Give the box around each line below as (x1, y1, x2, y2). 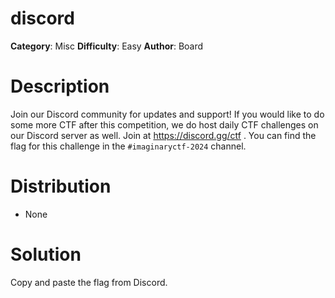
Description (10, 75, 110, 98)
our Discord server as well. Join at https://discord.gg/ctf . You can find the (10, 129, 317, 141)
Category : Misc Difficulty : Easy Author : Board (10, 40, 204, 52)
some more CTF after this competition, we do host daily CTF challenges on (10, 118, 319, 131)
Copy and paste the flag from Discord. (10, 276, 168, 288)
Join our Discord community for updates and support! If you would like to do (10, 108, 325, 120)
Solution (10, 243, 82, 266)
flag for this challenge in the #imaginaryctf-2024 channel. (10, 140, 247, 152)
